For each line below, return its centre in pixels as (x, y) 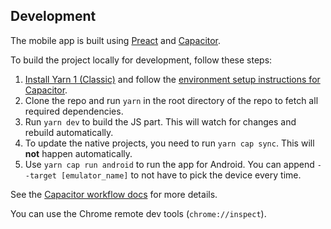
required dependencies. (74, 111)
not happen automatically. (78, 153)
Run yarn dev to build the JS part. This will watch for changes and (160, 121)
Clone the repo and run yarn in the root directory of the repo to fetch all (171, 100)
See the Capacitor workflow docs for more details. (114, 194)
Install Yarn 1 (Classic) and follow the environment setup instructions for (172, 79)
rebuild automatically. (69, 132)
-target (40, 175)
